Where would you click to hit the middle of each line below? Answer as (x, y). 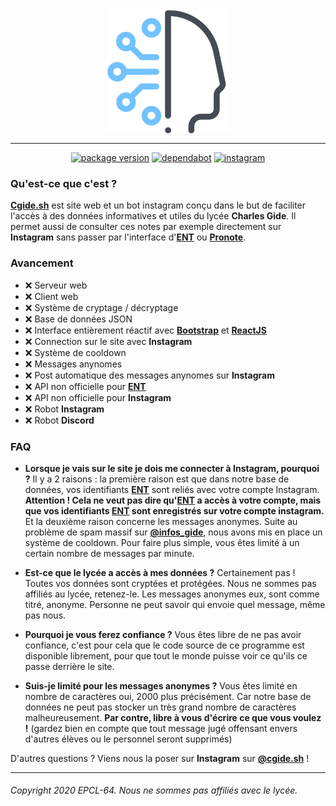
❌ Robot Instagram (64, 409)
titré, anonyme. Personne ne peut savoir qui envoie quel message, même (175, 604)
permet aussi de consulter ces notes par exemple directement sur (146, 227)
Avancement (42, 263)
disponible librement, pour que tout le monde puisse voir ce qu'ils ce (166, 655)
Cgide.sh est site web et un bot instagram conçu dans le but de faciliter (158, 205)
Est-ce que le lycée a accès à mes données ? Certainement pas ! (160, 572)
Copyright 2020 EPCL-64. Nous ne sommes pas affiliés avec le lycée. (154, 790)
